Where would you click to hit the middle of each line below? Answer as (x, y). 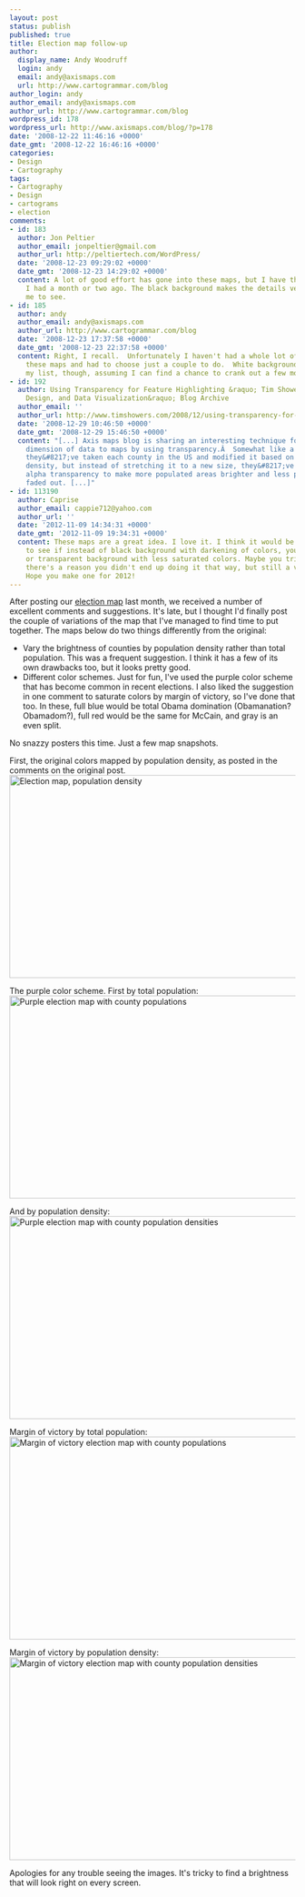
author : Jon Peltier (56, 237)
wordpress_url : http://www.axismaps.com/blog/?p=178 (111, 128)
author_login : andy (46, 94)
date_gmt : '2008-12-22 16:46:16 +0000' (85, 145)
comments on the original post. (68, 770)
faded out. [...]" (60, 483)
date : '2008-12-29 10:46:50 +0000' (85, 424)
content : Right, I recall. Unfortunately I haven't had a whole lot (152, 356)
